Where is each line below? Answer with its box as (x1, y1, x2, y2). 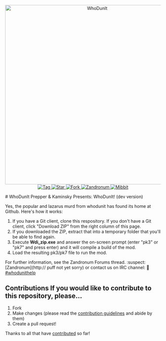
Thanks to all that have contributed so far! (5, 330, 90, 336)
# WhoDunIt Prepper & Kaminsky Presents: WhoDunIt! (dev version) (5, 194, 143, 199)
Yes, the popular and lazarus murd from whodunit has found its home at (5, 203, 151, 209)
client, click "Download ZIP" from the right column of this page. (12, 223, 141, 229)
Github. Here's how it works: (5, 208, 63, 214)
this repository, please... (5, 292, 83, 300)
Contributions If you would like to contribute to (5, 284, 152, 292)
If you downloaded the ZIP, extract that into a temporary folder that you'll (12, 229, 161, 235)
